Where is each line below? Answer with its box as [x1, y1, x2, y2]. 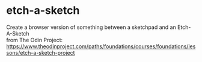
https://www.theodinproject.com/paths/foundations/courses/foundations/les [6, 43, 196, 50]
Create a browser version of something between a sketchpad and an [6, 23, 176, 31]
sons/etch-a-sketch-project [6, 49, 75, 56]
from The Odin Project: [6, 36, 63, 43]
